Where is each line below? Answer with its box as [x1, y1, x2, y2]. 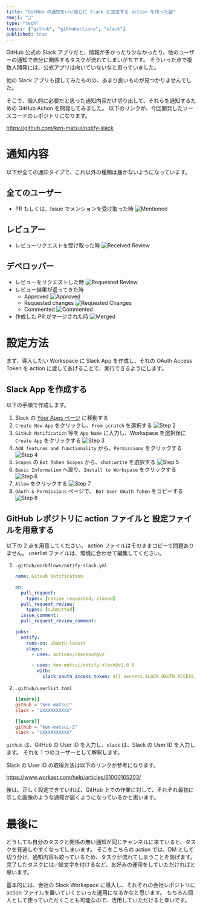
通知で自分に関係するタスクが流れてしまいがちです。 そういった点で [16, 56, 187, 64]
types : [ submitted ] [26, 607, 76, 613]
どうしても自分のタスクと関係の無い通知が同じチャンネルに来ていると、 [6, 838, 185, 845]
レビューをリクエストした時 [14, 278, 85, 285]
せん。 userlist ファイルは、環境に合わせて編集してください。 [11, 550, 165, 557]
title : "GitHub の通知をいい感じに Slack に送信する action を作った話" [6, 8, 176, 15]
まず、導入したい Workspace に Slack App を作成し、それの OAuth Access [6, 357, 192, 365]
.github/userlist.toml [14, 686, 72, 692]
